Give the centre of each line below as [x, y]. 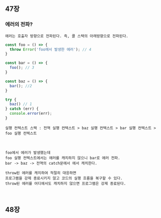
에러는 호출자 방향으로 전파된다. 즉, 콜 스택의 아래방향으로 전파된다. [67, 36]
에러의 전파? [19, 24]
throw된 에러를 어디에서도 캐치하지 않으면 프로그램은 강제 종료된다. [66, 184]
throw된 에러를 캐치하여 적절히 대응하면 [41, 173]
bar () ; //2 [21, 86]
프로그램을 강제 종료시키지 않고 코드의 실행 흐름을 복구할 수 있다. [64, 178]
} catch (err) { [22, 109]
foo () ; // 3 [22, 68]
